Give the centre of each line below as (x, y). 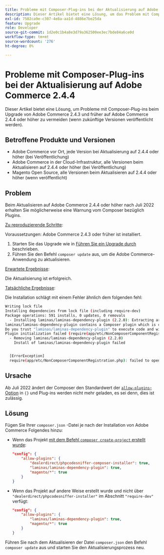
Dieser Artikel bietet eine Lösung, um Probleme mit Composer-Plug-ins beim (82, 109)
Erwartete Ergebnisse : (27, 269)
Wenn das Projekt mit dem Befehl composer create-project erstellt (79, 440)
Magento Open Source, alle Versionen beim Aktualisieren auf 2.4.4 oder (84, 172)
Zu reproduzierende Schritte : (34, 225)
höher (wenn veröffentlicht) (40, 178)
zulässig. (14, 398)
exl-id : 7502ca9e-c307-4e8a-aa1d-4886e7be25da (53, 19)
